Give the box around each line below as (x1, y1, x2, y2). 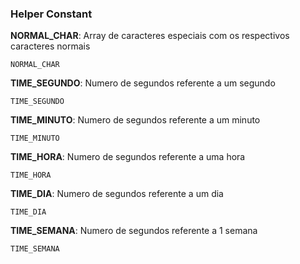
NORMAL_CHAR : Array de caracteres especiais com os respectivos (10, 30, 290, 42)
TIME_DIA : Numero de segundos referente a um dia (10, 188, 224, 200)
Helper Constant (10, 7, 93, 21)
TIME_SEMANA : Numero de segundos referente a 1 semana (10, 225, 258, 237)
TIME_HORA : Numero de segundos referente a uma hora (10, 151, 246, 163)
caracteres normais (10, 40, 91, 52)
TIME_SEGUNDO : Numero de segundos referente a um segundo (10, 77, 276, 89)
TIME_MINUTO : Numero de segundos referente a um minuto (10, 114, 261, 126)
